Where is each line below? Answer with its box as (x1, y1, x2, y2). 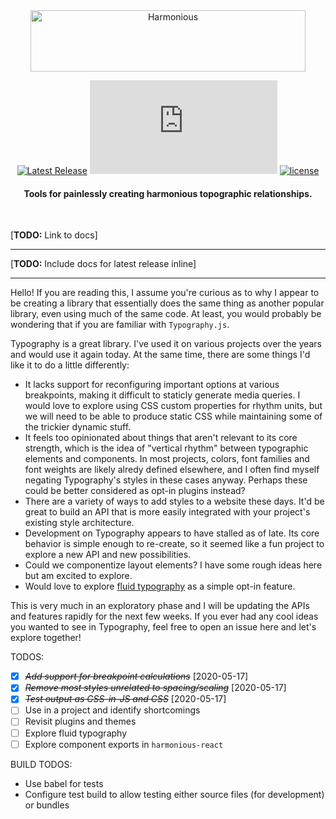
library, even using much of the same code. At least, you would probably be (10, 308, 322, 320)
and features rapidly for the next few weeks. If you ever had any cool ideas (10, 610, 319, 623)
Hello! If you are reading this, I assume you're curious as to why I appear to (10, 287, 320, 299)
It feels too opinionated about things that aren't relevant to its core (24, 432, 298, 444)
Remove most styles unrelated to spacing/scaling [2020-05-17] (24, 682, 287, 694)
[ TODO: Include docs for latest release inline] (10, 258, 197, 270)
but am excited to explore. (24, 570, 133, 582)
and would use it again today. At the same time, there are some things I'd (10, 349, 311, 361)
